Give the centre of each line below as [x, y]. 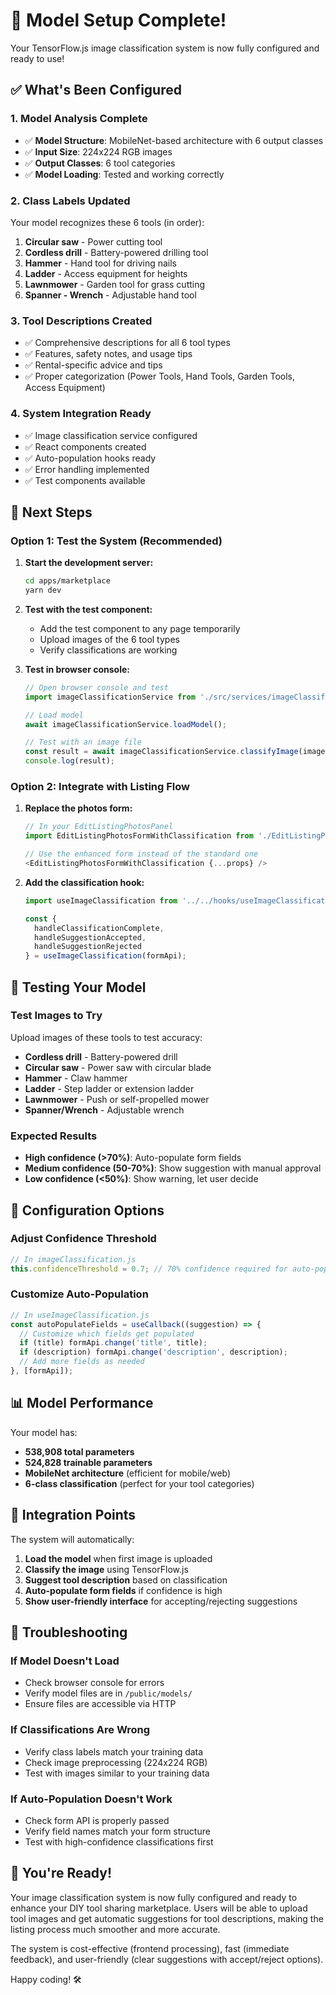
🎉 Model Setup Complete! [118, 20]
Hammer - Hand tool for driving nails [101, 263]
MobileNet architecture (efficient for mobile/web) [128, 1473]
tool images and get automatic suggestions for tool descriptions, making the [167, 1918]
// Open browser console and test [96, 687]
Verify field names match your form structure [117, 1831]
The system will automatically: [72, 1539]
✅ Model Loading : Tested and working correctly [124, 174]
